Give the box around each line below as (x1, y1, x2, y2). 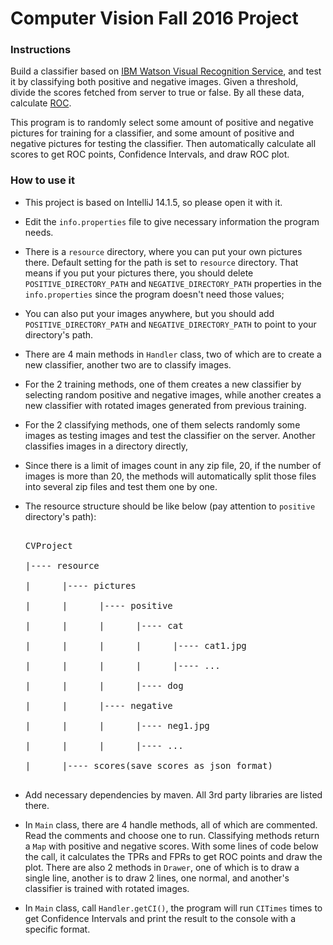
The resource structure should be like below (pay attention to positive (24, 500, 316, 512)
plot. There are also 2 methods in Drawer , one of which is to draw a (24, 861, 300, 873)
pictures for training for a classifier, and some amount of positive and (10, 127, 295, 139)
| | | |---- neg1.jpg (24, 720, 210, 731)
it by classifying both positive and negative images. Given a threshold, (10, 76, 299, 88)
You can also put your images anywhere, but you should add (24, 307, 275, 319)
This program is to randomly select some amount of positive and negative (10, 117, 314, 129)
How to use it (10, 173, 75, 187)
